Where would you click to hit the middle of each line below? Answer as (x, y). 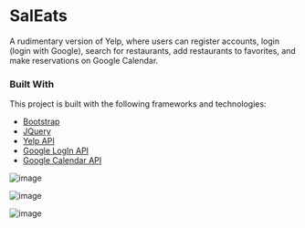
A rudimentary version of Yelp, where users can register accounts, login (145, 41)
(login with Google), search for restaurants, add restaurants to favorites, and (153, 50)
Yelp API (38, 141)
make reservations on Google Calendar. (84, 60)
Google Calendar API (62, 161)
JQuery (37, 131)
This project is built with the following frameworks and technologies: (138, 104)
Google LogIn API (56, 150)
